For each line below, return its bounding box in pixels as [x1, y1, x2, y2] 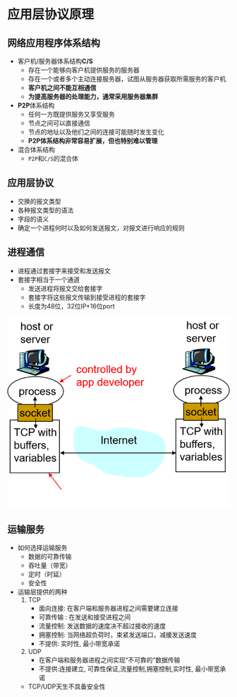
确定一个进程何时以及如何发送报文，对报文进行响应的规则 [17, 224, 185, 232]
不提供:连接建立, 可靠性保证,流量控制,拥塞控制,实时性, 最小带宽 [38, 664, 220, 673]
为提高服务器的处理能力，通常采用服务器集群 [28, 93, 159, 100]
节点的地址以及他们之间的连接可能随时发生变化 [28, 128, 164, 136]
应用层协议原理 [7, 6, 95, 23]
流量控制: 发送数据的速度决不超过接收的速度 [38, 622, 166, 630]
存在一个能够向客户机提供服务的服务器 [28, 66, 140, 74]
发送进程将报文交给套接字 [28, 284, 103, 292]
